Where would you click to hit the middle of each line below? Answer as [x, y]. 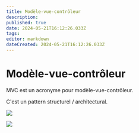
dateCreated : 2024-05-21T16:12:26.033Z [56, 45]
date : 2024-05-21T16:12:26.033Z [46, 28]
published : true [26, 22]
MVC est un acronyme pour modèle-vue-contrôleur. [70, 90]
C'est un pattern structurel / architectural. [57, 102]
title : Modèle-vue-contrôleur [44, 12]
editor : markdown [28, 39]
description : [22, 17]
